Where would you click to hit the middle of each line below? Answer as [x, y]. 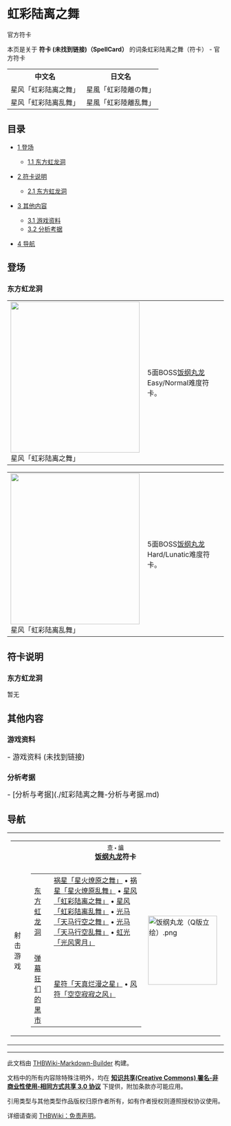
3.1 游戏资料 [44, 220]
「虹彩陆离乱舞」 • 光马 [92, 911]
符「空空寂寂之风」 [85, 994]
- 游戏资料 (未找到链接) [46, 757]
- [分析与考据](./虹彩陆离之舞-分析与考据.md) [83, 795]
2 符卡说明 [32, 176]
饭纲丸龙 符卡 [115, 856]
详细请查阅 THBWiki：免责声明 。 [53, 1116]
